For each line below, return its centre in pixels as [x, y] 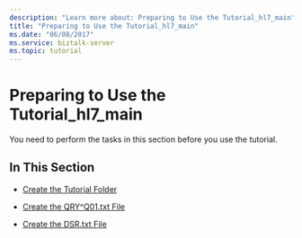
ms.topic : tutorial [46, 51]
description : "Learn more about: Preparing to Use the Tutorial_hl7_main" [152, 18]
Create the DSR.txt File [65, 224]
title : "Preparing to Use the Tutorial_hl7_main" [104, 26]
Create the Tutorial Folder [70, 189]
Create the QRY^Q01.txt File [74, 207]
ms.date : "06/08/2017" [52, 34]
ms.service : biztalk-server [62, 43]
